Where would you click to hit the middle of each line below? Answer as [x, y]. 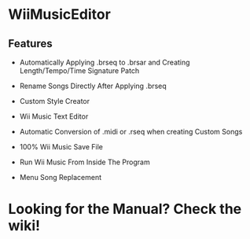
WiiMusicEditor [60, 15]
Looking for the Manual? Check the [125, 209]
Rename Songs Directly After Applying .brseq [93, 86]
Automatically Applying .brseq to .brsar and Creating [105, 62]
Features [30, 44]
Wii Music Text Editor [54, 116]
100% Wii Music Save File [61, 147]
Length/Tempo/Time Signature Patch [79, 71]
